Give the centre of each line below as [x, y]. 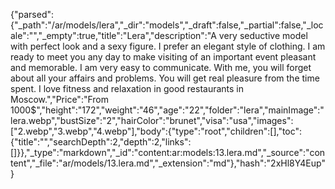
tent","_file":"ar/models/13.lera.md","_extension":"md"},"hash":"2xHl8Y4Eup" [168, 163]
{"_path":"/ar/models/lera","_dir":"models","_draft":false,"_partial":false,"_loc [167, 25]
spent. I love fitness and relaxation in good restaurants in [127, 88]
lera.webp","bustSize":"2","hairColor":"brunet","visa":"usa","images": [152, 120]
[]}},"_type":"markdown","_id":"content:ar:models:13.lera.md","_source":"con [168, 152]
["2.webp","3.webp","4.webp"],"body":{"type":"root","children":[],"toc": [156, 131]
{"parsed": [32, 14]
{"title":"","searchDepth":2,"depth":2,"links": [101, 142]
